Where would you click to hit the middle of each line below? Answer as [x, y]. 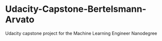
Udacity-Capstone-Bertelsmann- [76, 9]
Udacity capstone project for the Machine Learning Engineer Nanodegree [81, 33]
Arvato [20, 20]
